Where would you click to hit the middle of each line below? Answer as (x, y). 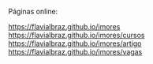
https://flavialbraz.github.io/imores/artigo (75, 43)
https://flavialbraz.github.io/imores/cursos (76, 35)
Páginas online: (33, 11)
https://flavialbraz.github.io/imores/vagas (75, 52)
